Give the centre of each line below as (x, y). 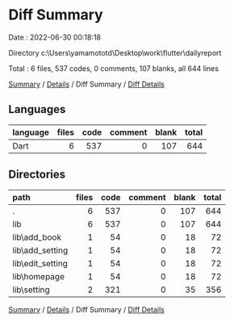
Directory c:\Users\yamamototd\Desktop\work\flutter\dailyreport (115, 52)
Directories (37, 175)
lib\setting (31, 290)
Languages (37, 109)
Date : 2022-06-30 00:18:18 (55, 37)
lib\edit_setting (40, 263)
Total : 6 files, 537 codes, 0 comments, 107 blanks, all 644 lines (114, 68)
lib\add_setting (40, 250)
